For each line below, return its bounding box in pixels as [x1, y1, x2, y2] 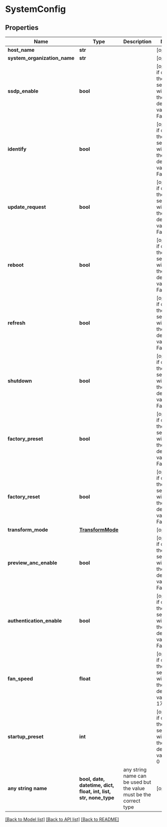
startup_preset [7, 733, 44, 740]
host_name [7, 46, 35, 53]
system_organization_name [7, 55, 75, 61]
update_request [7, 203, 46, 210]
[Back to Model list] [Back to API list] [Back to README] [5, 817, 119, 822]
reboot [7, 262, 24, 268]
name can [123, 773, 147, 779]
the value [123, 785, 145, 792]
